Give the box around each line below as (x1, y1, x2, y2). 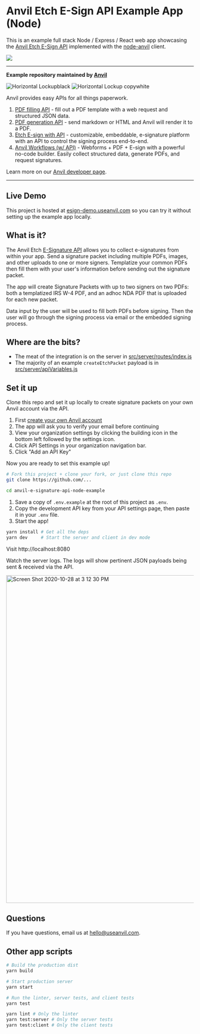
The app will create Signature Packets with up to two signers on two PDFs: (6, 283, 189, 290)
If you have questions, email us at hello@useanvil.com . (6, 929, 141, 936)
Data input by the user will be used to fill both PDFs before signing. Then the (6, 307, 193, 314)
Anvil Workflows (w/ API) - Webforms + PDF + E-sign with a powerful (14, 144, 185, 151)
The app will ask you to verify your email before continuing (14, 423, 160, 430)
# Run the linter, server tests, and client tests (6, 995, 135, 1001)
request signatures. (14, 156, 62, 163)
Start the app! (14, 517, 49, 524)
